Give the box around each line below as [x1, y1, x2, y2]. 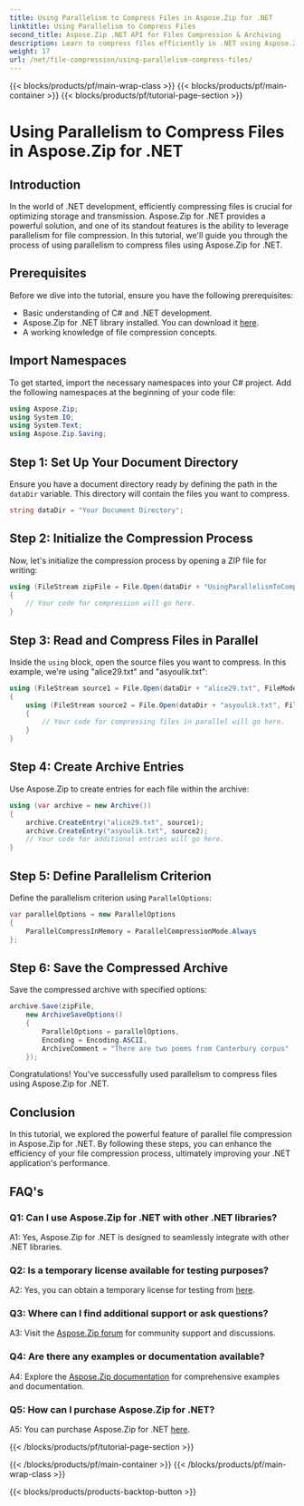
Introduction [9, 177, 81, 192]
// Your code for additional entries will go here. [25, 835, 224, 844]
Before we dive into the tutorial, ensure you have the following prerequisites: [9, 289, 294, 300]
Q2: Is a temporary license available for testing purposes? [9, 1264, 270, 1277]
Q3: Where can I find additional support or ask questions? [9, 1307, 269, 1320]
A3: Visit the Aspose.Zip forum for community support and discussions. [9, 1327, 276, 1338]
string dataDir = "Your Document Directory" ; [9, 505, 184, 515]
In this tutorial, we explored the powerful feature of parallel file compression [9, 1129, 292, 1140]
